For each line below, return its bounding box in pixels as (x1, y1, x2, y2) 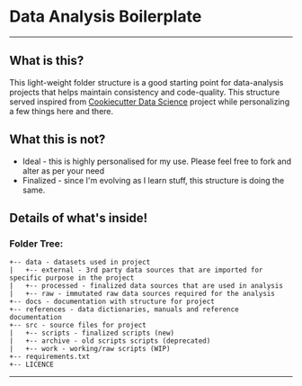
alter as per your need (22, 165, 105, 176)
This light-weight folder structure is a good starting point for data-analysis (9, 76, 284, 87)
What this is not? (9, 132, 106, 148)
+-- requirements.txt (9, 353, 91, 362)
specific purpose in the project (9, 274, 135, 283)
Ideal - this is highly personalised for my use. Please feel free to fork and (22, 156, 292, 166)
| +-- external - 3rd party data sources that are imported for (9, 265, 263, 275)
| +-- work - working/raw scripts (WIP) (9, 345, 171, 354)
